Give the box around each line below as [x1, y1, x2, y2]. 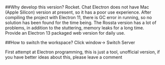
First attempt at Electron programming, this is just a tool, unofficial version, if [5, 49, 160, 55]
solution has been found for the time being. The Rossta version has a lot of [5, 20, 157, 25]
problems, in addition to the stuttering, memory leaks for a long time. [5, 25, 144, 31]
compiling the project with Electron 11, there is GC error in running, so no [5, 15, 152, 20]
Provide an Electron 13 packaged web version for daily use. [5, 30, 126, 36]
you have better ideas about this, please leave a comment [5, 54, 123, 60]
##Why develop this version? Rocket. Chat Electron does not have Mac [5, 4, 149, 10]
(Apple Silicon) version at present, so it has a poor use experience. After [5, 9, 152, 15]
